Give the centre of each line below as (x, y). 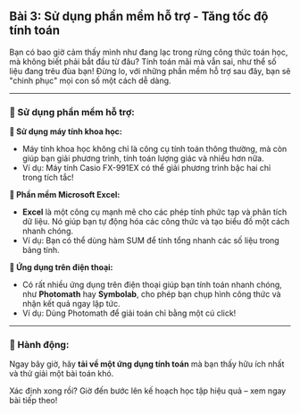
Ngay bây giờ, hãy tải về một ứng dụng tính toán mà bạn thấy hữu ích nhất (147, 364)
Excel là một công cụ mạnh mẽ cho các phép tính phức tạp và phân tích (154, 212)
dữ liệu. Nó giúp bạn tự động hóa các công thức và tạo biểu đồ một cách (156, 222)
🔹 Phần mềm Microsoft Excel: (65, 195)
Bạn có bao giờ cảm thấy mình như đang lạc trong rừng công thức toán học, (149, 52)
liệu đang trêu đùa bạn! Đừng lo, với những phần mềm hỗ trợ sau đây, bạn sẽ (150, 71)
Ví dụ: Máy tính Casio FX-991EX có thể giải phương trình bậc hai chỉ (146, 168)
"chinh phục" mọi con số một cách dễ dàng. (90, 80)
